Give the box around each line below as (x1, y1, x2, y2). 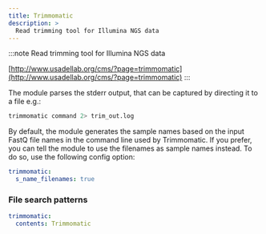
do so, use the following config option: (8, 152, 135, 162)
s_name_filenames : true (15, 175, 95, 184)
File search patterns (8, 194, 88, 205)
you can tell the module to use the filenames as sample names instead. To (8, 143, 252, 153)
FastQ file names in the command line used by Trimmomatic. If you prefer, (8, 135, 252, 145)
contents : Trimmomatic (15, 220, 91, 228)
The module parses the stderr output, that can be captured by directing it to (8, 88, 259, 98)
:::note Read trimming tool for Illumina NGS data (8, 49, 166, 58)
